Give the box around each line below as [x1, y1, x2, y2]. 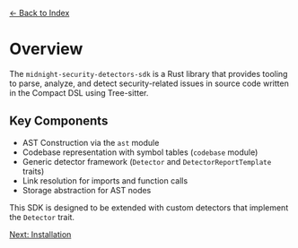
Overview [9, 39, 83, 59]
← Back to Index [9, 8, 70, 18]
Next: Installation [9, 228, 72, 240]
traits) [22, 166, 45, 176]
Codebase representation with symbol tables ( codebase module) [22, 147, 259, 158]
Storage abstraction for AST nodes [22, 184, 152, 195]
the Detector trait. [9, 211, 74, 222]
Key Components [9, 114, 109, 129]
